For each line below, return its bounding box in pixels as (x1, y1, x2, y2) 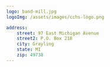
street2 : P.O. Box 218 (17, 36, 73, 42)
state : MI (17, 46, 41, 53)
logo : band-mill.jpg (6, 8, 57, 15)
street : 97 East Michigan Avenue (17, 30, 99, 36)
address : (6, 25, 28, 31)
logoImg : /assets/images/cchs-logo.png (6, 14, 105, 20)
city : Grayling (17, 41, 54, 47)
